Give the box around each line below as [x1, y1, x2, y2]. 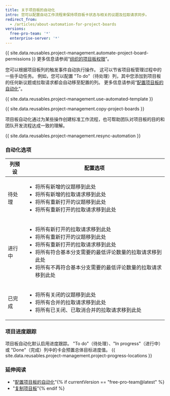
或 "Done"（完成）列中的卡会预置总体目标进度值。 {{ [5, 347, 115, 353]
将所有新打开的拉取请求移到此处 [35, 226, 111, 233]
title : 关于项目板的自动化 [5, 7, 56, 13]
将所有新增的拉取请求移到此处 [35, 191, 106, 198]
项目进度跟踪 [5, 328, 37, 336]
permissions [5, 55, 31, 62]
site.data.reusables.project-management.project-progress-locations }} [5, 353, 153, 359]
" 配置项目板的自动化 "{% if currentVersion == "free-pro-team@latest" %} [12, 379, 165, 385]
